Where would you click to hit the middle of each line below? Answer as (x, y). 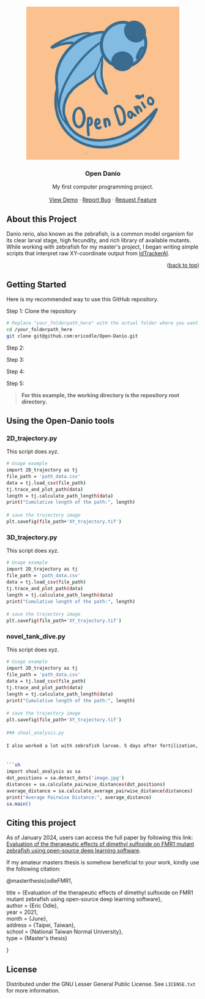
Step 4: (16, 371)
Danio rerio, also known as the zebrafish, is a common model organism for (100, 234)
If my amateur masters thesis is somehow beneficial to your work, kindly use (103, 862)
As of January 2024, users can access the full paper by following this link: (100, 837)
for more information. (33, 990)
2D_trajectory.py (32, 438)
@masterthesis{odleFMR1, (39, 881)
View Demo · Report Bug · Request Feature (103, 200)
